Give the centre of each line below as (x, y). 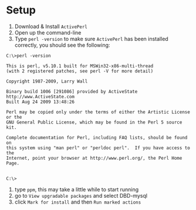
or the (14, 117)
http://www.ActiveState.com (40, 97)
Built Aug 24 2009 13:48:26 (40, 102)
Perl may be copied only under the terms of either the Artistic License (98, 112)
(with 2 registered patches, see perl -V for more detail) (80, 71)
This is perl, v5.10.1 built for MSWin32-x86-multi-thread (80, 66)
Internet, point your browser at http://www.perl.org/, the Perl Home (94, 158)
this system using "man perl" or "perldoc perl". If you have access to (98, 148)
